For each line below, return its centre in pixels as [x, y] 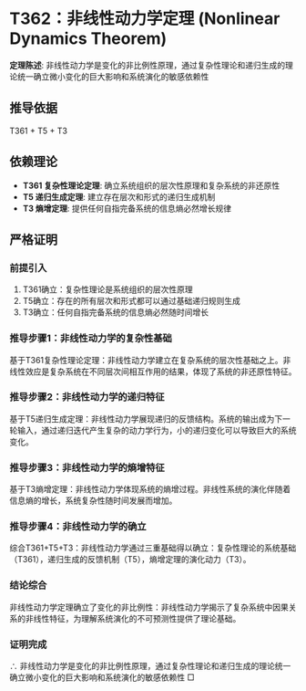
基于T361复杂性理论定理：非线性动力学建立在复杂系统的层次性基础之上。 [147, 360]
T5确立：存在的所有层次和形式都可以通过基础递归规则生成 [132, 301]
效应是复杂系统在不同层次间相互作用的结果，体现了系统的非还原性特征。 [161, 372]
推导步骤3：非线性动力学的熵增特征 [87, 467]
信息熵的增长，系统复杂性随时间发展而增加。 [93, 501]
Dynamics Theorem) [88, 39]
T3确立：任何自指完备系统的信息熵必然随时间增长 [116, 312]
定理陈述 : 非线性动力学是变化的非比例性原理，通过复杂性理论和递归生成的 [147, 65]
